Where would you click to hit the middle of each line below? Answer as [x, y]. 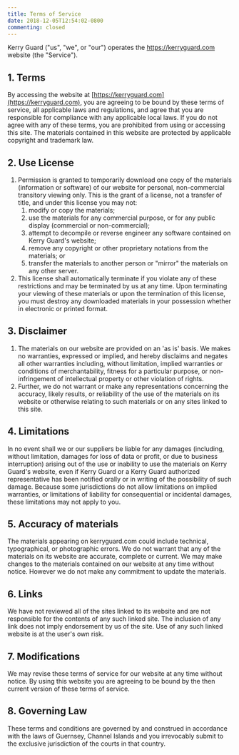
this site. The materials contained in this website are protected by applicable [119, 133]
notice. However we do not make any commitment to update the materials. [117, 572]
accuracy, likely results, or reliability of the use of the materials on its [118, 394]
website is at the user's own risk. [56, 634]
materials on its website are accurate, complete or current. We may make [115, 557]
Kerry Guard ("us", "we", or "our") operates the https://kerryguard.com [111, 48]
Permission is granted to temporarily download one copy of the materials [125, 180]
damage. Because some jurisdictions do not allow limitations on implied [112, 487]
